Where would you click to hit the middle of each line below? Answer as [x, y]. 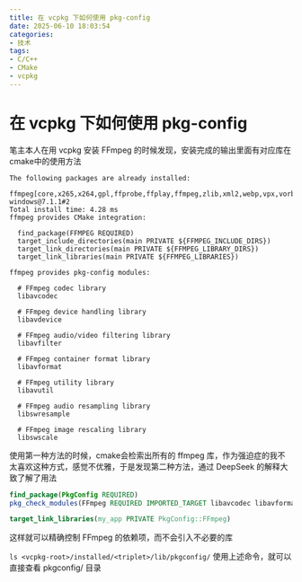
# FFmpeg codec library [62, 288]
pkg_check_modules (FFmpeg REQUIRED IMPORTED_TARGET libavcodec [130, 503]
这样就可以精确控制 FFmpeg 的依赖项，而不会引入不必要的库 [121, 538]
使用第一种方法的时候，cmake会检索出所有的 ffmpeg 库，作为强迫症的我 [143, 455]
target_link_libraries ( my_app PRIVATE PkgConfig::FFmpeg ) [120, 519]
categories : [31, 34]
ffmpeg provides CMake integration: [78, 217]
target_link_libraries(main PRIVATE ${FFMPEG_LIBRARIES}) [129, 257]
